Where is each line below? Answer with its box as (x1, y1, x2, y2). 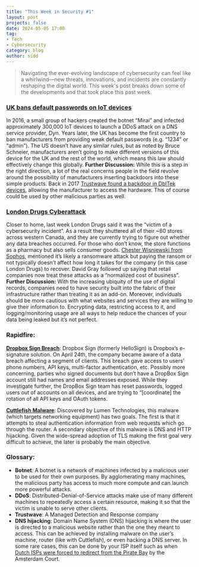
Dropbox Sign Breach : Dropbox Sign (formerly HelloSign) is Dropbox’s (6, 344, 178, 351)
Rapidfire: (6, 331, 36, 339)
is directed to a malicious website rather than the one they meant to (14, 524, 180, 531)
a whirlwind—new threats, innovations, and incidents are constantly (20, 76, 187, 83)
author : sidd (6, 53, 39, 59)
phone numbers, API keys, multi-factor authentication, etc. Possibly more (6, 363, 185, 370)
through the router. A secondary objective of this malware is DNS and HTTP (6, 425, 192, 432)
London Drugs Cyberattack (6, 207, 86, 216)
